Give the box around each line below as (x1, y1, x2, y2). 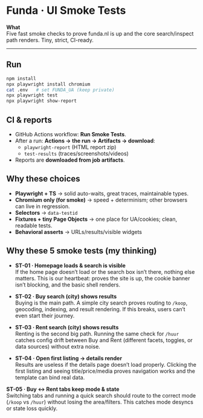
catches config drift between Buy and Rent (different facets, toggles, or (14, 336, 193, 344)
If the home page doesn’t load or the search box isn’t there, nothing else (14, 268, 195, 275)
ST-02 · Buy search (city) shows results (14, 293, 117, 300)
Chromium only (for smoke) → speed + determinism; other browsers (14, 196, 188, 203)
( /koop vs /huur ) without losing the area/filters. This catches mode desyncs (6, 398, 193, 405)
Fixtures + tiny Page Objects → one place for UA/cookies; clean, (14, 215, 178, 223)
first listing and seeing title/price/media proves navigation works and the (14, 367, 195, 375)
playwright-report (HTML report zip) (24, 143, 117, 151)
